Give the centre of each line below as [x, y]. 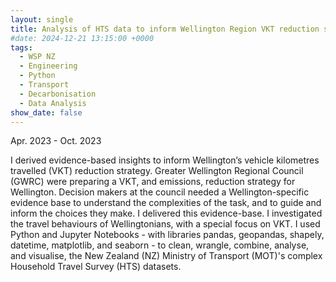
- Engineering [48, 66]
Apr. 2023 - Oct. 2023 [56, 141]
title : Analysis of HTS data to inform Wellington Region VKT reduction [165, 29]
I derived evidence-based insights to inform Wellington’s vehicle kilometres [165, 160]
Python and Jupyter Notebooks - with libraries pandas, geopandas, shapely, [167, 235]
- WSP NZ [37, 57]
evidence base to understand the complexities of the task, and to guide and [166, 203]
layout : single [42, 19]
